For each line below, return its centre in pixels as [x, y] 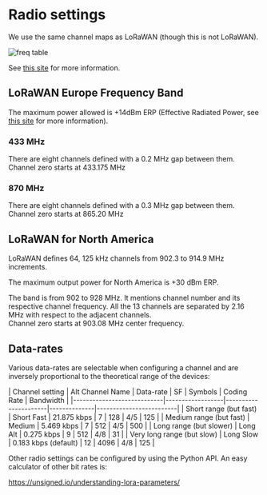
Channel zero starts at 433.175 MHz [67, 168]
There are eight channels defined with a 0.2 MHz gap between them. [122, 159]
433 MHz [27, 142]
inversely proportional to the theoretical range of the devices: [109, 376]
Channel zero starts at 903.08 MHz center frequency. [96, 323]
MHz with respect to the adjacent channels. [80, 315]
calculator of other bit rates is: [58, 466]
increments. [28, 267]
